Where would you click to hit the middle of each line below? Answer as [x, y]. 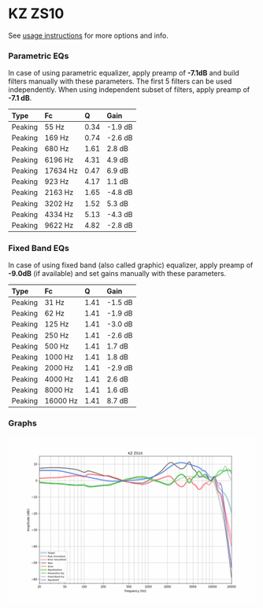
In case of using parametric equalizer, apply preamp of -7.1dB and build [124, 73]
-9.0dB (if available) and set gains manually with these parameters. [117, 274]
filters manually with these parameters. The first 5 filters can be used [120, 81]
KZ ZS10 [36, 14]
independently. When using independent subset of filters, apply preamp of [129, 90]
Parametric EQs [39, 56]
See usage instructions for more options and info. [89, 35]
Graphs [22, 423]
